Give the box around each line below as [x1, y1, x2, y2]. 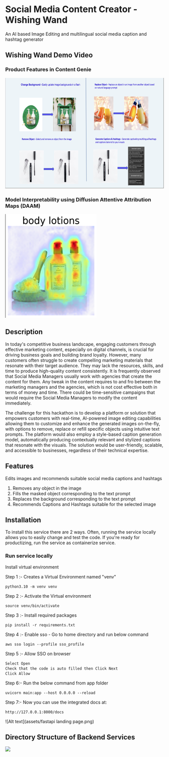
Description [5, 328, 43, 336]
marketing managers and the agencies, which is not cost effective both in [5, 384, 157, 390]
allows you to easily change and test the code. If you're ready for [5, 535, 140, 541]
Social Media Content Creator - [5, 4, 138, 15]
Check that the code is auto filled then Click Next [5, 666, 118, 671]
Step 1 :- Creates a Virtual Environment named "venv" [5, 573, 117, 579]
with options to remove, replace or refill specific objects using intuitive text [5, 426, 160, 432]
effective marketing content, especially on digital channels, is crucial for [5, 346, 154, 353]
